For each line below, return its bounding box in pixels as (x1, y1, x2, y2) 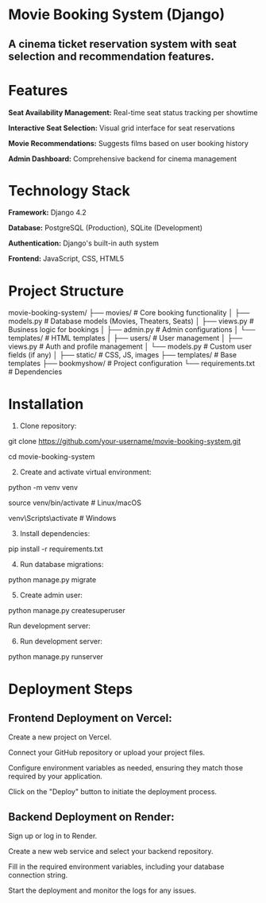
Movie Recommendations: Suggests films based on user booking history (8, 138, 249, 148)
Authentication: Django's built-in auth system (8, 238, 159, 248)
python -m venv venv (8, 483, 78, 492)
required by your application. (8, 772, 103, 781)
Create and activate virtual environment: (19, 467, 152, 477)
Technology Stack (8, 181, 131, 199)
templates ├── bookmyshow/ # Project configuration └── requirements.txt (8, 359, 256, 369)
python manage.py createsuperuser (8, 606, 125, 616)
